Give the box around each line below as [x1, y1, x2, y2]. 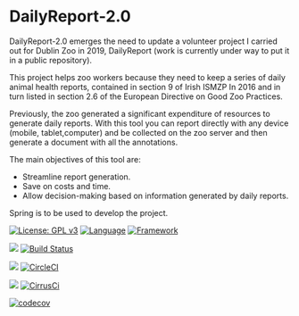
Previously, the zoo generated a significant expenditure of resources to [9, 108, 270, 119]
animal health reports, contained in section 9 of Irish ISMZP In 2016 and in [9, 81, 281, 92]
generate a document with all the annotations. [9, 137, 179, 147]
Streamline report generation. [21, 171, 131, 182]
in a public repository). [9, 54, 92, 65]
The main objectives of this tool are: [9, 154, 141, 164]
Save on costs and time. [21, 180, 112, 191]
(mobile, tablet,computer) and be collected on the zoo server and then [9, 127, 268, 137]
